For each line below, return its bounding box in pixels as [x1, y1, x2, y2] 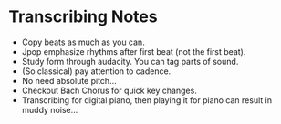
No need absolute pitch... [21, 75, 117, 86]
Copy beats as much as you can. [21, 36, 145, 47]
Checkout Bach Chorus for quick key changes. [21, 85, 197, 96]
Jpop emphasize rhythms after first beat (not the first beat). [21, 46, 246, 57]
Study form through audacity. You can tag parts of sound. [21, 56, 239, 67]
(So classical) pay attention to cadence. [21, 66, 172, 77]
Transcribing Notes [8, 6, 158, 27]
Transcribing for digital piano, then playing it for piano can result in [21, 94, 273, 106]
